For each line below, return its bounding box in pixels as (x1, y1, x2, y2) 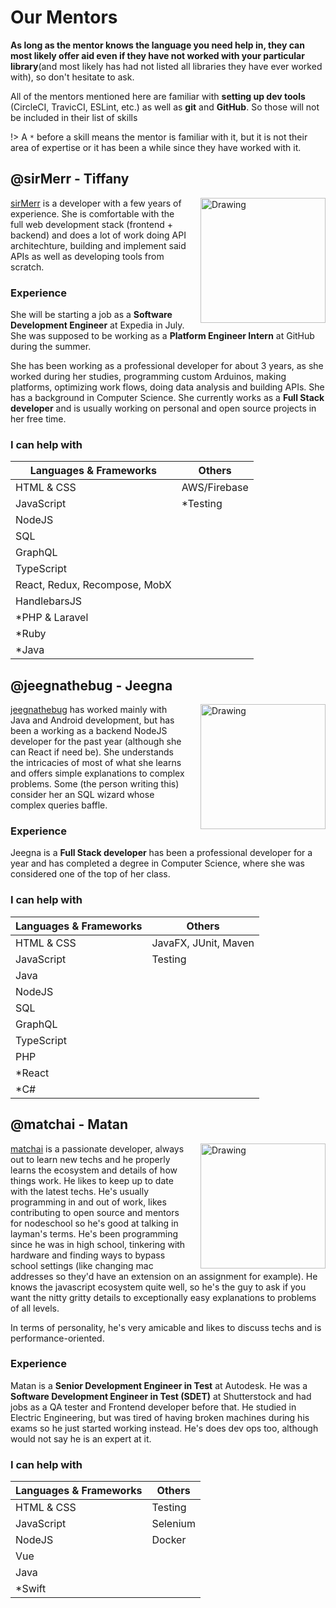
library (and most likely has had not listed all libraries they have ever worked (10, 60, 323, 72)
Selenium (151, 1517, 196, 1531)
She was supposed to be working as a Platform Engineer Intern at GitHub (10, 330, 315, 342)
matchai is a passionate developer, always (10, 1142, 185, 1155)
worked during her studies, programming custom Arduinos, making (10, 371, 287, 383)
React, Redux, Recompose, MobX (15, 578, 172, 592)
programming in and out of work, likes (10, 1196, 167, 1208)
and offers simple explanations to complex (10, 767, 185, 780)
